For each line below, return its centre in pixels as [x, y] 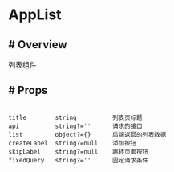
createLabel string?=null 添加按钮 [73, 143]
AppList [35, 15]
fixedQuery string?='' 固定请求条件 [78, 160]
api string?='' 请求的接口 [75, 126]
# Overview [38, 45]
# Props [28, 90]
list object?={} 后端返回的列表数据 [87, 134]
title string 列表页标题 [75, 117]
